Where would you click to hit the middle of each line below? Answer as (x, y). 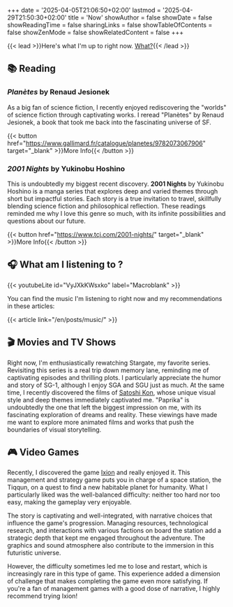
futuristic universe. (34, 553)
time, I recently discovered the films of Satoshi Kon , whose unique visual (112, 392)
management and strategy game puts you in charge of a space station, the (114, 480)
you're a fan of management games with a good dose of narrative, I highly (114, 589)
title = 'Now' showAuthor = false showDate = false (140, 17)
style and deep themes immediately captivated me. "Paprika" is (98, 400)
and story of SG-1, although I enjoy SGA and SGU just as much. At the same (116, 385)
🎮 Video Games (43, 452)
